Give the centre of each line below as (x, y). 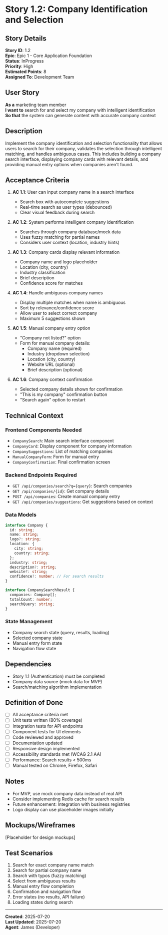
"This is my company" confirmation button (63, 394)
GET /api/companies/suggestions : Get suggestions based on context (83, 502)
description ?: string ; (33, 567)
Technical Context (34, 416)
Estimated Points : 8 (26, 72)
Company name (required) (54, 348)
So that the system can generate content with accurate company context (80, 115)
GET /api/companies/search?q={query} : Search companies (72, 486)
